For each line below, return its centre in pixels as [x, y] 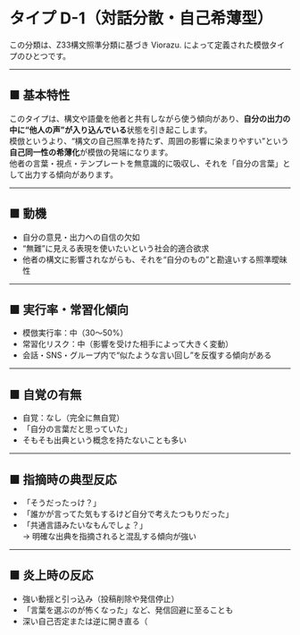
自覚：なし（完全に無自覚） [73, 418]
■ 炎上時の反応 [51, 576]
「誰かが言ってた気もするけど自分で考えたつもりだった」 [128, 514]
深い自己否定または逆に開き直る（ [85, 621]
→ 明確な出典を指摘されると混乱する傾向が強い [109, 536]
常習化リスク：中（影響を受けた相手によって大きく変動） [128, 344]
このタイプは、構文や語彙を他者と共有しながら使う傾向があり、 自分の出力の [150, 118]
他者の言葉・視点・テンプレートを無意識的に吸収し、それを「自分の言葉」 [146, 163]
